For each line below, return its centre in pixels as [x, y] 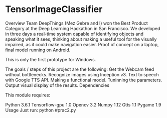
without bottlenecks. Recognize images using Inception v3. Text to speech [82, 74]
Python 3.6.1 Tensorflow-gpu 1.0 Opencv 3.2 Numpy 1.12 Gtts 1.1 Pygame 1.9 [83, 104]
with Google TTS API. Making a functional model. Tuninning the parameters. [83, 80]
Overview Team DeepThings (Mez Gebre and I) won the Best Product [76, 23]
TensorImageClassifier [54, 9]
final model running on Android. [38, 50]
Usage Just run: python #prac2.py [41, 110]
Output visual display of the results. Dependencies [57, 85]
